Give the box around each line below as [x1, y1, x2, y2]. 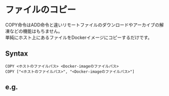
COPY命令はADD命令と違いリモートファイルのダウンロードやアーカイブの [5, 22, 160, 28]
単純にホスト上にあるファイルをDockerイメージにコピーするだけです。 [5, 34, 152, 40]
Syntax [5, 50, 28, 58]
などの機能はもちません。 [9, 28, 63, 34]
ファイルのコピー [5, 4, 77, 16]
